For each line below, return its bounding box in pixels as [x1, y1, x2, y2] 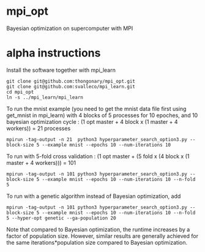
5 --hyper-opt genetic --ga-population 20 [6, 215, 116, 221]
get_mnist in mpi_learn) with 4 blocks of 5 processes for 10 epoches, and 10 [6, 112, 198, 119]
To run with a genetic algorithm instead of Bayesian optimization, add [6, 192, 181, 200]
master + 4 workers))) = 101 [6, 159, 76, 166]
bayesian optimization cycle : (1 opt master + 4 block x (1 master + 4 [6, 118, 179, 125]
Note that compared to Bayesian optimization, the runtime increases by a [6, 226, 190, 233]
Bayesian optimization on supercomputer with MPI [6, 25, 133, 32]
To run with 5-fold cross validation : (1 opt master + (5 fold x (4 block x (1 [6, 152, 190, 160]
